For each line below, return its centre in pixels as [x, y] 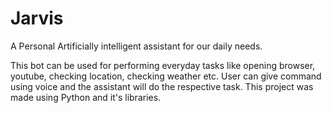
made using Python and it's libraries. [86, 97]
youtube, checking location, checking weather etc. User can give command [166, 76]
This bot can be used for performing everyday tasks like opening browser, [163, 65]
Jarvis [37, 18]
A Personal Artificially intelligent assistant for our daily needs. [136, 46]
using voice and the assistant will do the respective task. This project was [162, 86]
